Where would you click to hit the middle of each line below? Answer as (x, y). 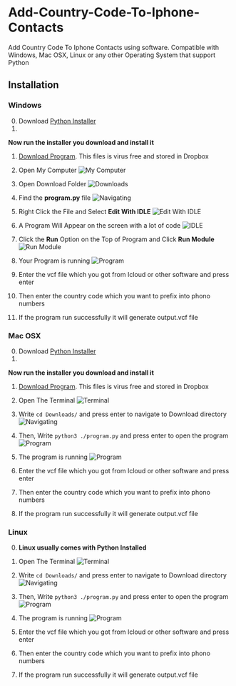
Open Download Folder (52, 183)
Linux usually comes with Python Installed (82, 548)
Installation (34, 85)
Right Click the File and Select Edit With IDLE (84, 211)
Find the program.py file (55, 198)
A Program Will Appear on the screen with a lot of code (99, 225)
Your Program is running (54, 261)
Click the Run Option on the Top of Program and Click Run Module (116, 239)
